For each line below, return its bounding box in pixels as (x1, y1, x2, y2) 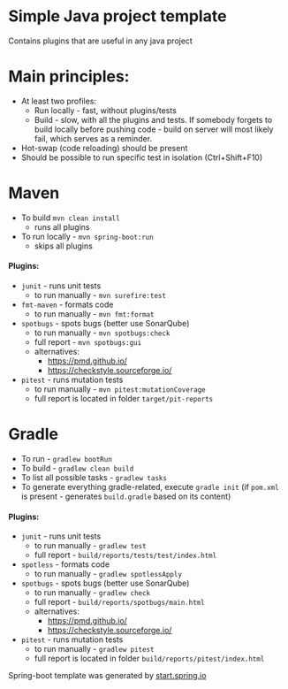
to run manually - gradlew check (34, 587, 151, 598)
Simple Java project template (8, 6, 227, 27)
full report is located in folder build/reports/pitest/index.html (34, 653, 265, 664)
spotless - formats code (20, 559, 110, 570)
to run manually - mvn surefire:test (34, 290, 167, 301)
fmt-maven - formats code (20, 299, 114, 310)
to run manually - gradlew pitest (34, 644, 155, 655)
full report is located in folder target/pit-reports (34, 394, 214, 404)
